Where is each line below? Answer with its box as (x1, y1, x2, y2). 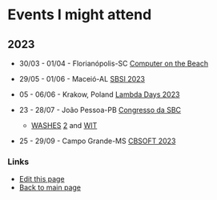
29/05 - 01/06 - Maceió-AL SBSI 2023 (18, 74, 146, 83)
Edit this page (18, 174, 65, 184)
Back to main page (18, 182, 82, 193)
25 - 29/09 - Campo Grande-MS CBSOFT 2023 (18, 136, 176, 146)
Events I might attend (7, 6, 152, 24)
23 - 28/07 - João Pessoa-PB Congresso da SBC (18, 106, 182, 114)
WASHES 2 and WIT (30, 121, 98, 130)
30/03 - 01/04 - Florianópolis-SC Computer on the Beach (18, 58, 209, 68)
